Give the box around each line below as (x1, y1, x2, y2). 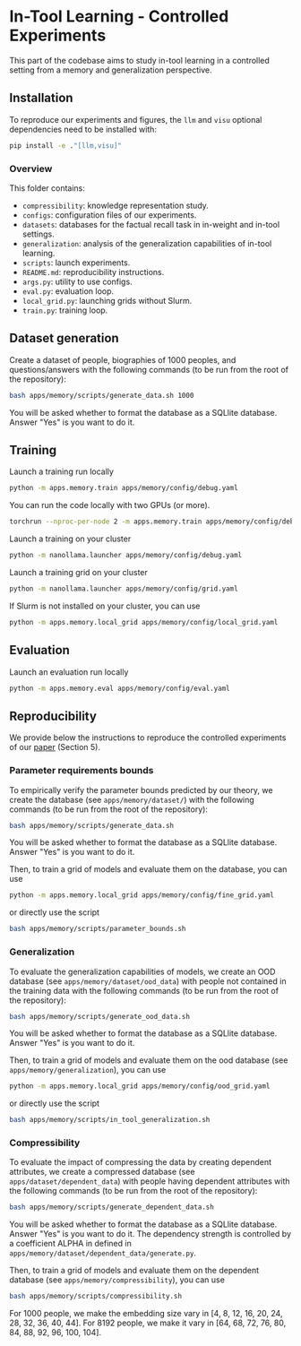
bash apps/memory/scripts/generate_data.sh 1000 (9, 391, 194, 400)
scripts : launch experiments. (21, 257, 131, 268)
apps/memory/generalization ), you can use (9, 1065, 167, 1075)
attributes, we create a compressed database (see (9, 1167, 195, 1178)
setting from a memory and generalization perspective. (9, 65, 212, 75)
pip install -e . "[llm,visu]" (9, 141, 123, 150)
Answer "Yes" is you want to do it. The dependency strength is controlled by (9, 1229, 292, 1239)
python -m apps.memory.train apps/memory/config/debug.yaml (9, 484, 239, 493)
